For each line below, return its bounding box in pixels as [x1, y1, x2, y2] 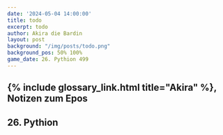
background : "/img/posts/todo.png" [7, 43, 111, 50]
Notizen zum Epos [7, 92, 89, 105]
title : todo [7, 17, 42, 24]
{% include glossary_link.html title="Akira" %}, [7, 82, 217, 94]
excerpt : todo [7, 23, 49, 30]
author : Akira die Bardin [7, 29, 82, 37]
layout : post [7, 36, 45, 43]
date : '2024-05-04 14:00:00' [7, 10, 92, 17]
